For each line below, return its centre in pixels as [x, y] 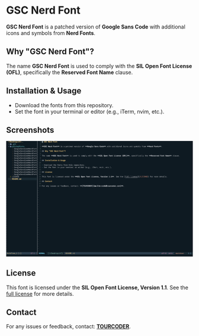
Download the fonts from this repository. [64, 105]
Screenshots [30, 130]
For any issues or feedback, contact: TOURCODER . [69, 327]
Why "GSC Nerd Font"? [50, 52]
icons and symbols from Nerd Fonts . [51, 33]
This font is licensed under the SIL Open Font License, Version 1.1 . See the [97, 287]
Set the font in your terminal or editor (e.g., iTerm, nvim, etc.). [89, 111]
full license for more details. [40, 293]
